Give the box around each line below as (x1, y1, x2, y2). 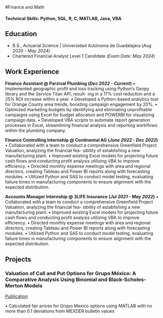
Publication (5, 293, 28, 299)
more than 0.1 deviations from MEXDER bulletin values (5, 308, 115, 314)
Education (5, 30, 37, 38)
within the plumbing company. (5, 127, 66, 133)
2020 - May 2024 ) (12, 48, 50, 54)
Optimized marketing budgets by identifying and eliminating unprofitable (5, 107, 152, 113)
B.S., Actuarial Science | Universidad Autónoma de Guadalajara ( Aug (12, 43, 152, 49)
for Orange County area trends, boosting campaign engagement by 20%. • (5, 101, 158, 107)
